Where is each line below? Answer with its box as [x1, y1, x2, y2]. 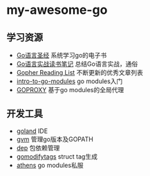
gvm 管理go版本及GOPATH [16, 134, 94, 143]
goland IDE [16, 127, 48, 135]
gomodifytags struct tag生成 [16, 152, 98, 161]
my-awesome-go [6, 2, 108, 18]
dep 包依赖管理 [16, 143, 60, 152]
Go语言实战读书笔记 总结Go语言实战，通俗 [16, 60, 138, 68]
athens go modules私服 [16, 161, 84, 169]
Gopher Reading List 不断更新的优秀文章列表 [16, 69, 143, 76]
